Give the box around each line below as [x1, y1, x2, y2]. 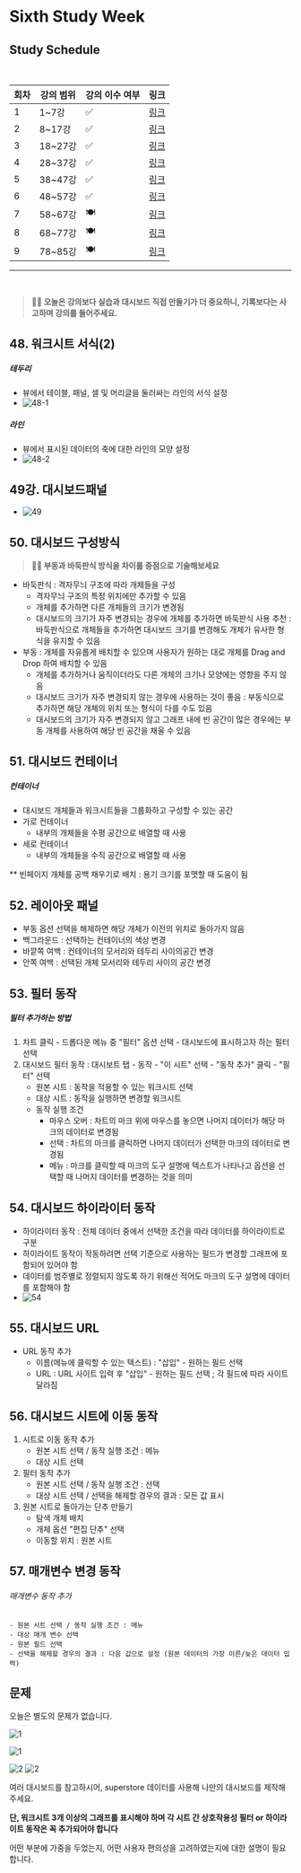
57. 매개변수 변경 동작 [9, 1564, 121, 1579]
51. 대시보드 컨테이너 [9, 754, 118, 769]
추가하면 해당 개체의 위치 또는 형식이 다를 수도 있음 [35, 702, 213, 713]
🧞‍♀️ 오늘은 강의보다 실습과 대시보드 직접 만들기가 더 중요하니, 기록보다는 [30, 296, 278, 307]
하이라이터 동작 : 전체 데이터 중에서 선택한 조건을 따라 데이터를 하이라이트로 [21, 1226, 286, 1236]
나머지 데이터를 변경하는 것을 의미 [74, 1172, 193, 1183]
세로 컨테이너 [21, 839, 69, 849]
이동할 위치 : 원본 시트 [35, 1534, 113, 1545]
